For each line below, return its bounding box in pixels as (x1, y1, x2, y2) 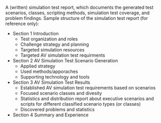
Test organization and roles (20, 36, 78, 42)
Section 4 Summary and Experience (12, 112, 89, 118)
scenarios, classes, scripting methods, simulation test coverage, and (5, 10, 150, 16)
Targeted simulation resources (20, 47, 85, 53)
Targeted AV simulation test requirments (20, 52, 105, 58)
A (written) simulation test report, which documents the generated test (5, 5, 154, 10)
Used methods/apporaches (20, 68, 78, 75)
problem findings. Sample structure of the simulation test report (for (5, 15, 148, 21)
